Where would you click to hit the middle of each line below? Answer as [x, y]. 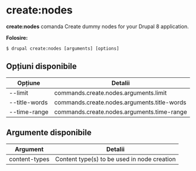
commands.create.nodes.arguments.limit [111, 93]
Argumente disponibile [49, 133]
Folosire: [17, 37]
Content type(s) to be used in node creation [115, 159]
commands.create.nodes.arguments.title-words [120, 102]
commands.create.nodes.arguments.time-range [121, 112]
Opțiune [29, 83]
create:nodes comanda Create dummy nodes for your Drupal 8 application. [97, 26]
